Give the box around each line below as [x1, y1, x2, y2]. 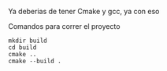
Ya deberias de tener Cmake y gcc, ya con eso [8, 7, 160, 16]
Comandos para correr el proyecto [8, 22, 121, 30]
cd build [8, 44, 37, 51]
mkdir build [8, 37, 47, 44]
